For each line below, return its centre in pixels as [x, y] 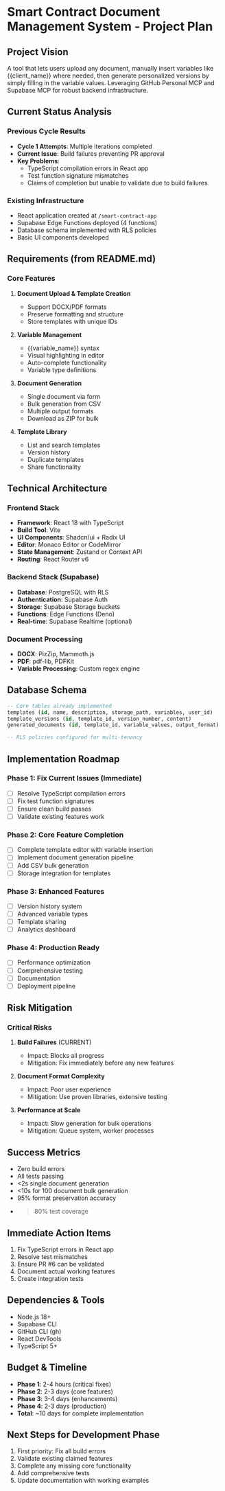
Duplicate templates [56, 459]
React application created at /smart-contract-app [87, 215]
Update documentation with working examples [83, 1481]
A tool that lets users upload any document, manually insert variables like [110, 68]
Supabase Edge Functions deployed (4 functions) [87, 222]
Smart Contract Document [84, 12]
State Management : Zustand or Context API [80, 552]
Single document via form [64, 396]
